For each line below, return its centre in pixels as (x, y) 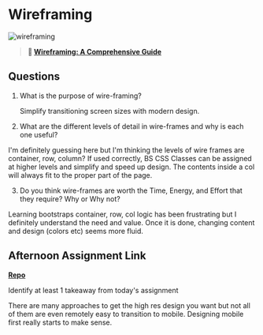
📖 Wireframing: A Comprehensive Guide (94, 51)
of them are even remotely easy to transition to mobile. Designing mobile (126, 314)
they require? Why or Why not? (70, 198)
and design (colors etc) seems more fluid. (76, 231)
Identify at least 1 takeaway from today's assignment (93, 290)
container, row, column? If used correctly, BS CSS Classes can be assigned (130, 158)
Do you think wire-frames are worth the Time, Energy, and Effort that (131, 190)
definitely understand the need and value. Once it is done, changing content (131, 222)
